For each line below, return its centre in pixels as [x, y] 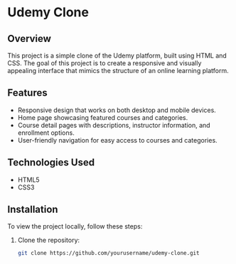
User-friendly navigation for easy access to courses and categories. [118, 140]
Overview [29, 39]
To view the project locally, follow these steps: [75, 226]
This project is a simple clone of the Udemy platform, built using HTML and [117, 55]
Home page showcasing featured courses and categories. [103, 117]
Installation [33, 210]
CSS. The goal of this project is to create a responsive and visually [104, 63]
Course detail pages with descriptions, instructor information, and [114, 125]
